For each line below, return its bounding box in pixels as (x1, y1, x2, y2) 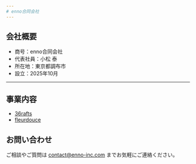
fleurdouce (14, 116, 41, 123)
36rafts (14, 110, 32, 117)
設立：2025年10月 (14, 70, 58, 77)
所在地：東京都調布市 (14, 62, 66, 70)
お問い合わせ (6, 135, 52, 145)
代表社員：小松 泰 (14, 55, 57, 62)
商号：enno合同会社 (14, 48, 63, 55)
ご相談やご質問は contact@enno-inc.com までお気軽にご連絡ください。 (6, 151, 178, 158)
